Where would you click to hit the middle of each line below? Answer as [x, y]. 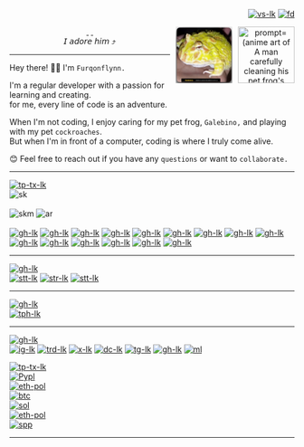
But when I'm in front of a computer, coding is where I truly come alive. [142, 141]
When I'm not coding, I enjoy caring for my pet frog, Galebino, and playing [148, 122]
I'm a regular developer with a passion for [87, 85]
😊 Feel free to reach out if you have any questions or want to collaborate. [149, 159]
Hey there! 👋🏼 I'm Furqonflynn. [67, 67]
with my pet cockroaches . [56, 132]
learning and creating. [51, 95]
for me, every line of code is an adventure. [88, 105]
